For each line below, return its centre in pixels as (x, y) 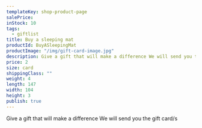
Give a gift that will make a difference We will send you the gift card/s (92, 118)
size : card (20, 68)
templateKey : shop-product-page (47, 12)
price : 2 (17, 62)
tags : (13, 29)
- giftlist (25, 34)
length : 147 (21, 85)
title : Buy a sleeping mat (40, 40)
